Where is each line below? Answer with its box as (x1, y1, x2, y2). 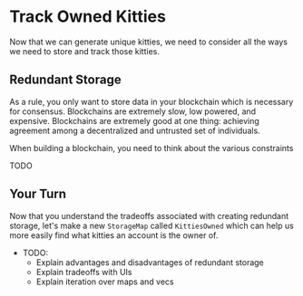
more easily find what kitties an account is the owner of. (9, 229, 219, 241)
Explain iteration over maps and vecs (35, 276, 174, 287)
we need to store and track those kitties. (9, 45, 161, 56)
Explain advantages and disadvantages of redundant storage (35, 256, 265, 268)
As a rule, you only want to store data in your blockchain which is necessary (9, 96, 294, 107)
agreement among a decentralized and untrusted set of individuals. (9, 125, 260, 136)
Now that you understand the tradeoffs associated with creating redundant (9, 210, 289, 221)
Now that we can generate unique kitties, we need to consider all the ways (9, 36, 288, 47)
